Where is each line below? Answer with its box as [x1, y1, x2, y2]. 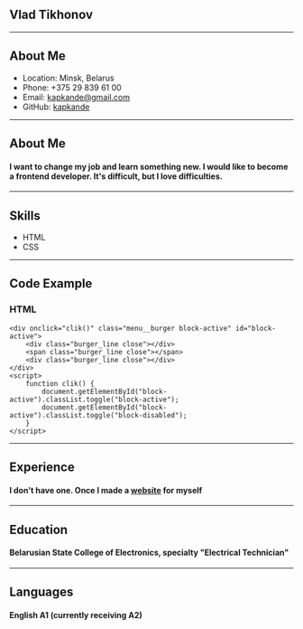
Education [9, 521, 69, 537]
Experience [9, 460, 75, 475]
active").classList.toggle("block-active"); [9, 395, 179, 404]
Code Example [9, 276, 93, 292]
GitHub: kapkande [22, 101, 90, 112]
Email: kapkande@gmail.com [22, 91, 131, 102]
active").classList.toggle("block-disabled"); [9, 410, 188, 419]
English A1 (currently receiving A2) [9, 609, 142, 620]
